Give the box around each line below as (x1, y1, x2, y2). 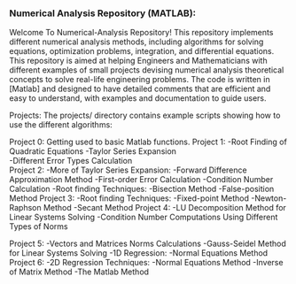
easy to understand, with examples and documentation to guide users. (9, 93, 268, 104)
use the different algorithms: (9, 119, 113, 130)
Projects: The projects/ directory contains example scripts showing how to (9, 110, 281, 121)
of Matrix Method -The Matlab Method (9, 266, 149, 277)
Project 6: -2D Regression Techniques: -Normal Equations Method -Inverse (9, 257, 284, 268)
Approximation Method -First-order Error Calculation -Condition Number (9, 174, 274, 185)
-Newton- (251, 193, 287, 203)
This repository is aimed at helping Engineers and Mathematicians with (9, 56, 268, 66)
